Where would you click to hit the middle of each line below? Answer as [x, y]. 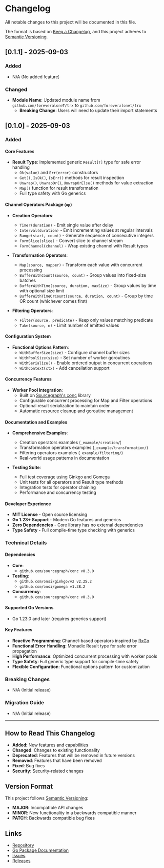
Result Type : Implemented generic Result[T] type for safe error [76, 162]
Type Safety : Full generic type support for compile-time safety [75, 661]
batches [28, 280]
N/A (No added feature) [36, 77]
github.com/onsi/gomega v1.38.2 [52, 587]
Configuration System [28, 336]
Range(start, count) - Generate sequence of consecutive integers [86, 235]
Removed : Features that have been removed [57, 760]
